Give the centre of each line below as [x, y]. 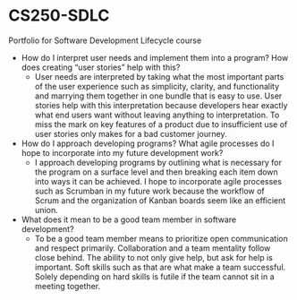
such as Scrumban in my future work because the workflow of [149, 191]
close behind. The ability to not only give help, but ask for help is [154, 257]
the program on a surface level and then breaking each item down [156, 172]
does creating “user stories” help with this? [101, 67]
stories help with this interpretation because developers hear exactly [161, 105]
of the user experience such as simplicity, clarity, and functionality [157, 86]
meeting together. [67, 286]
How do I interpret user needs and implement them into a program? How [155, 57]
